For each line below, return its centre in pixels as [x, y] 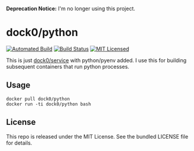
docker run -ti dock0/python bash [49, 104]
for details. [19, 143]
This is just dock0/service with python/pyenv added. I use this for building [96, 60]
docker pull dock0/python [38, 99]
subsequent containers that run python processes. [68, 66]
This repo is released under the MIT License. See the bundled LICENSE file [97, 136]
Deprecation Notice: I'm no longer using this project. [71, 9]
